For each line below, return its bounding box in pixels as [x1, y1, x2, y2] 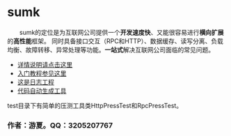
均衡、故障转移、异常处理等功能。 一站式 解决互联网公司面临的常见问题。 [7, 45, 214, 54]
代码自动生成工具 [17, 86, 67, 95]
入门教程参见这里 [17, 69, 67, 77]
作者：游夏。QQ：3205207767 [7, 120, 113, 130]
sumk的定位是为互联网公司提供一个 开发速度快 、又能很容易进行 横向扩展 [19, 28, 224, 36]
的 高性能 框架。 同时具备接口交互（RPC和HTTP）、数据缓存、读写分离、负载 [7, 36, 224, 45]
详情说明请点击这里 [17, 60, 73, 68]
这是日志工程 [17, 77, 54, 86]
